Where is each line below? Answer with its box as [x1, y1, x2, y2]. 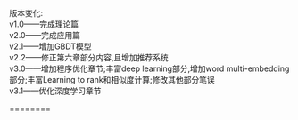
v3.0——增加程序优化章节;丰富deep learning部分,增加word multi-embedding [9, 63, 290, 74]
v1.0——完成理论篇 [9, 19, 79, 29]
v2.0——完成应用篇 [9, 30, 80, 40]
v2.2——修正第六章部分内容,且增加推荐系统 [9, 52, 170, 62]
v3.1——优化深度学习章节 [9, 85, 102, 96]
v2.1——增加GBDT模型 [9, 41, 92, 52]
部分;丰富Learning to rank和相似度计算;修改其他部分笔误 [9, 75, 216, 84]
